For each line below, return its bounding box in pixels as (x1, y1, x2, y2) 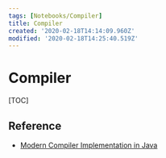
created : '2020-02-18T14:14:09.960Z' (8, 27, 135, 35)
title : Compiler (8, 19, 63, 27)
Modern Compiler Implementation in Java (19, 140, 158, 150)
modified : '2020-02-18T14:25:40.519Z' (8, 34, 139, 43)
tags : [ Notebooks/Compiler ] (8, 11, 103, 20)
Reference (8, 118, 62, 133)
